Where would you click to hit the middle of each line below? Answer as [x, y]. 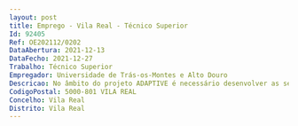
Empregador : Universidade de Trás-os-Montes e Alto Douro [118, 75]
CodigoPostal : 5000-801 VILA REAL [73, 91]
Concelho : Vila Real [47, 100]
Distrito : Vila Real [47, 108]
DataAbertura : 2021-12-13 [57, 51]
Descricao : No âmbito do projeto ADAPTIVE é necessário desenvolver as [144, 83]
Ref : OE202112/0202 [45, 42]
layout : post [33, 17]
